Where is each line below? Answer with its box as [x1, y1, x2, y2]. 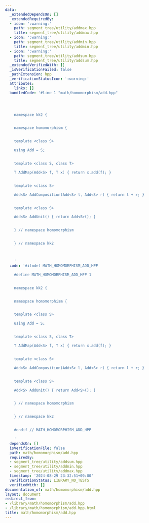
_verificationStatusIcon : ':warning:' [9, 76, 90, 81]
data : [5, 7, 16, 12]
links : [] [14, 85, 35, 91]
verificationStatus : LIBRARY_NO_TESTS [9, 478, 90, 483]
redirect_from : [5, 496, 37, 501]
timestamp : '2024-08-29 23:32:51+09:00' [9, 473, 94, 478]
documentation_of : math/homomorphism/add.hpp [5, 487, 100, 492]
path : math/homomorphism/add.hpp [9, 450, 78, 455]
